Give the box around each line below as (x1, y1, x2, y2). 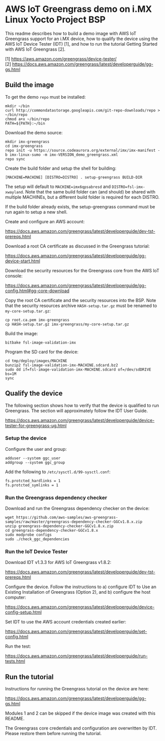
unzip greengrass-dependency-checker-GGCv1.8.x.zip (5, 524, 114, 529)
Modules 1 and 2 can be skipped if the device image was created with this (5, 710, 156, 716)
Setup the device (5, 435, 47, 442)
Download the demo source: (5, 129, 63, 135)
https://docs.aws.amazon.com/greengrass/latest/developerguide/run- (5, 653, 148, 659)
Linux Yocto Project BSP (5, 14, 106, 25)
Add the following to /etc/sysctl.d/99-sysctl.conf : (5, 469, 111, 475)
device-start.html (5, 258, 41, 264)
